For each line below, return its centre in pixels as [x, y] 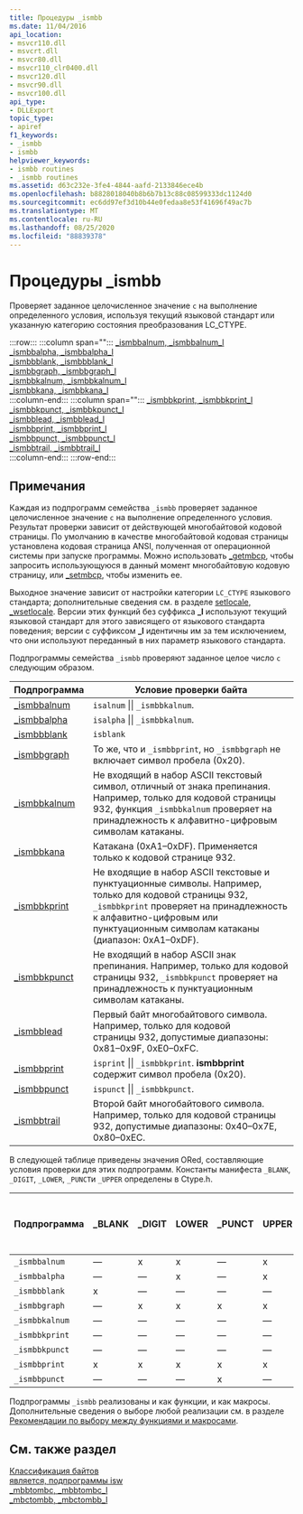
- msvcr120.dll [38, 77]
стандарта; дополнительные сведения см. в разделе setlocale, [130, 603]
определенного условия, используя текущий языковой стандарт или [142, 315]
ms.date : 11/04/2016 [48, 26]
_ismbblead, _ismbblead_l [57, 419]
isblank [110, 734]
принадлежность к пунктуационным [173, 988]
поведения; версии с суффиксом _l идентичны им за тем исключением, [148, 631]
